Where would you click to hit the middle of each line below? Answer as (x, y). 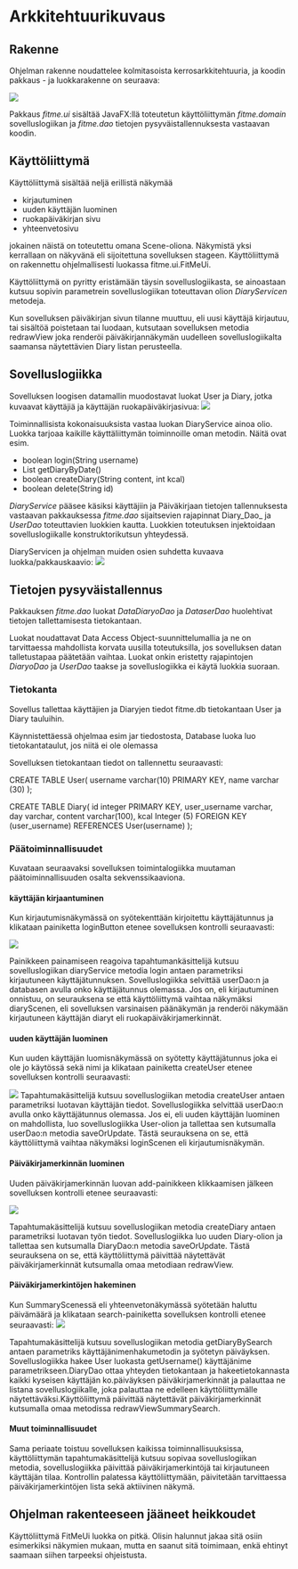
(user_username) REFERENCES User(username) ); (101, 826)
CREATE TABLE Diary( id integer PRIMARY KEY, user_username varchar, (141, 806)
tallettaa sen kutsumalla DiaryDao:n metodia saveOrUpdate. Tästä (130, 1245)
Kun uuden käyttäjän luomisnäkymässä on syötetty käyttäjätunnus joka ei (143, 1058)
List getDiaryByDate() (62, 469)
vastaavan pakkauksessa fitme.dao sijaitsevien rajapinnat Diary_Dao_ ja (140, 515)
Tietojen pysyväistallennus (86, 590)
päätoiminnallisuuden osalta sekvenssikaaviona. (97, 878)
